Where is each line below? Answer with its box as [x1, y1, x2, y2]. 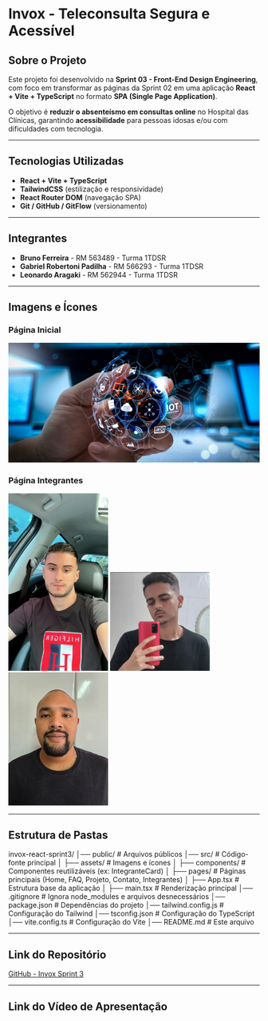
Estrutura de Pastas [8, 829, 108, 842]
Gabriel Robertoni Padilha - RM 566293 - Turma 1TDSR [19, 261, 204, 271]
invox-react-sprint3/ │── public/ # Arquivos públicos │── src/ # [8, 850, 220, 859]
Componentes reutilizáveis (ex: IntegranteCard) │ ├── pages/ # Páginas [8, 866, 246, 876]
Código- [221, 850, 249, 859]
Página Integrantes [8, 475, 84, 487]
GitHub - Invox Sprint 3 [8, 969, 84, 979]
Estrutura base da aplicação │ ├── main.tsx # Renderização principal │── [8, 883, 254, 893]
